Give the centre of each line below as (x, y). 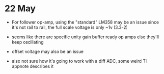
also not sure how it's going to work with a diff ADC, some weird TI (79, 61)
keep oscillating (27, 42)
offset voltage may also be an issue (48, 51)
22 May (20, 9)
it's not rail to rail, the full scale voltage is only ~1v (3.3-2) (70, 27)
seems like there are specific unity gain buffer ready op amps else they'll (85, 37)
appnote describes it (32, 66)
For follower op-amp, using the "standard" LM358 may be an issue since (85, 22)
